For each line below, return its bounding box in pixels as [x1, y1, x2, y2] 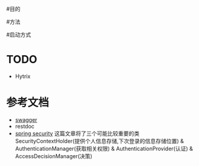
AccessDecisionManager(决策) [15, 152, 93, 159]
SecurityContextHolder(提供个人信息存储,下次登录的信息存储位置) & [15, 137, 184, 144]
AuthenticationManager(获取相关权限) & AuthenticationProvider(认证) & [15, 145, 193, 152]
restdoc [15, 122, 35, 130]
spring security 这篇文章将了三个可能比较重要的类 [15, 130, 140, 137]
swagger [15, 116, 38, 123]
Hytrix [15, 72, 31, 80]
